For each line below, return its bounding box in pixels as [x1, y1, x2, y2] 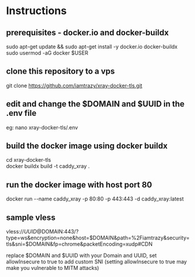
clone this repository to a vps [6, 66, 115, 76]
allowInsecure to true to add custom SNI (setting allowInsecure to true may [6, 258, 187, 265]
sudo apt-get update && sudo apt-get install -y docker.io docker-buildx [6, 43, 178, 50]
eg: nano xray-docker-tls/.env [6, 124, 78, 131]
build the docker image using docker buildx [6, 141, 168, 151]
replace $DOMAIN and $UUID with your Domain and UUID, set [6, 252, 157, 259]
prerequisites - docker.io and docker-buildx [6, 28, 169, 38]
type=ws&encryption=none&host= [6, 234, 90, 242]
